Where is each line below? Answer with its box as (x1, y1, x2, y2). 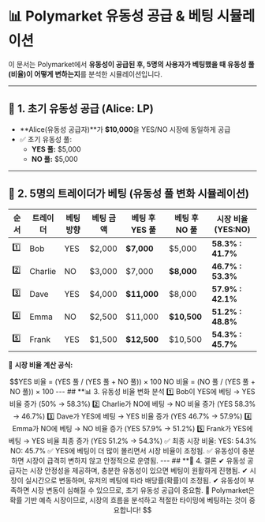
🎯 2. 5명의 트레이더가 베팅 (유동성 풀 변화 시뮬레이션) (8, 187, 250, 201)
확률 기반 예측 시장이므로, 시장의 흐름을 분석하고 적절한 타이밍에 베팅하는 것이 (9, 495, 248, 505)
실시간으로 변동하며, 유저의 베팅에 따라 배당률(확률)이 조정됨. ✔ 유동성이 (24, 475, 247, 485)
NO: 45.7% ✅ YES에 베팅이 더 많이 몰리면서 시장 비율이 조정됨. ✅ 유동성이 (10, 445, 241, 455)
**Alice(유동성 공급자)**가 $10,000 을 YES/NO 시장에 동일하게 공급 (19, 124, 231, 134)
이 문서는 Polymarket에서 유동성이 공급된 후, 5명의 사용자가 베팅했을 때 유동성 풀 (8, 59, 255, 69)
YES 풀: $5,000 (31, 144, 81, 154)
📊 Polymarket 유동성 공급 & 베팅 (8, 7, 215, 25)
